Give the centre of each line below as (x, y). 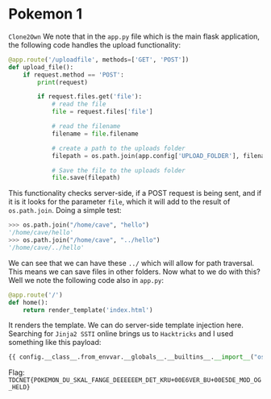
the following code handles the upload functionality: (95, 44)
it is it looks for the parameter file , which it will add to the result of (119, 202)
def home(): (28, 302)
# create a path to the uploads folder (118, 148)
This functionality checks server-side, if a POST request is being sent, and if (135, 193)
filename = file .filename (95, 134)
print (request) (63, 82)
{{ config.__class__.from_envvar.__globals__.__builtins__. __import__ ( (131, 357)
